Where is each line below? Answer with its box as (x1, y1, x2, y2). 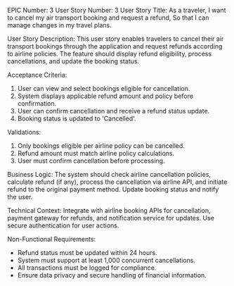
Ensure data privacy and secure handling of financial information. (17, 271, 207, 279)
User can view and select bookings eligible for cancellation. (17, 85, 190, 92)
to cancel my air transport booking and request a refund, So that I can (7, 13, 209, 22)
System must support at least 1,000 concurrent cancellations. (17, 256, 195, 264)
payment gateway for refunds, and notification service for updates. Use (7, 214, 214, 222)
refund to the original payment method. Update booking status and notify (7, 185, 219, 193)
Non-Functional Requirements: (7, 235, 96, 243)
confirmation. (17, 99, 57, 108)
